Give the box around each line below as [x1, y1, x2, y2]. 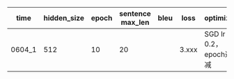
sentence [119, 9, 151, 18]
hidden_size [43, 13, 85, 23]
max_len [120, 17, 150, 27]
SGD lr [204, 29, 226, 39]
